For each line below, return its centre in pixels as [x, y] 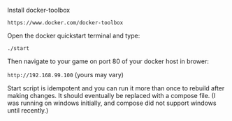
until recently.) [28, 110]
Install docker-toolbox [39, 10]
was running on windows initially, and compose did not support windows [112, 103]
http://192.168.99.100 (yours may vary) [66, 75]
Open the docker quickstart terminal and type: [74, 35]
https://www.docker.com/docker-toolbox [65, 23]
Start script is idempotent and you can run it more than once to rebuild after [116, 88]
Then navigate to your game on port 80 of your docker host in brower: [108, 61]
